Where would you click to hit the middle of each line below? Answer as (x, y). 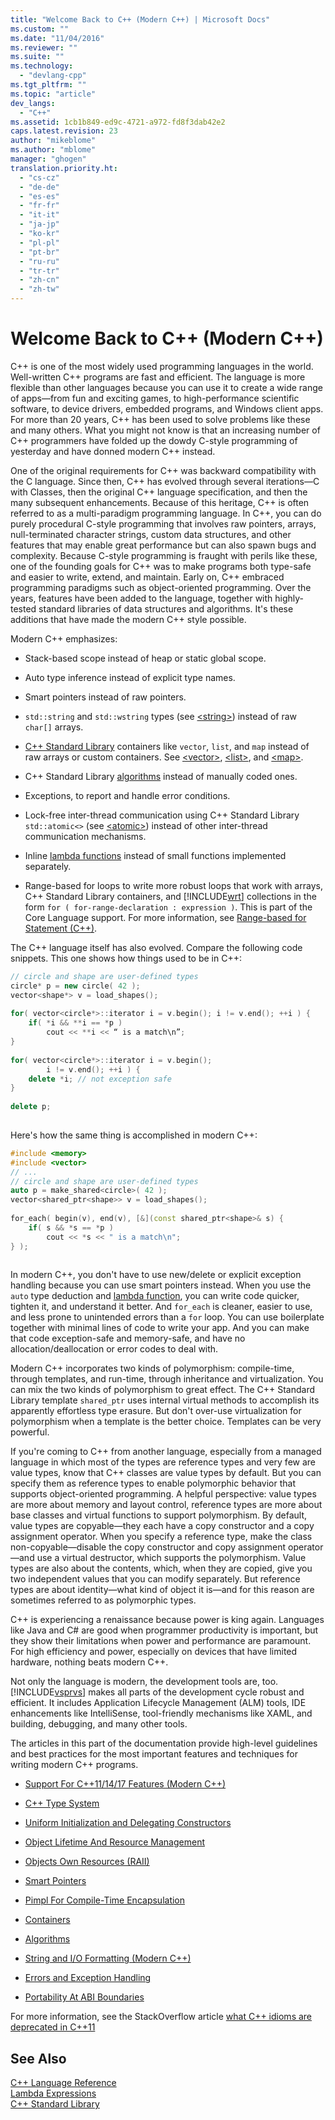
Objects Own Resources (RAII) (87, 1862)
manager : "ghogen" (48, 159)
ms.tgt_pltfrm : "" (48, 85)
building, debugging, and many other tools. (99, 1724)
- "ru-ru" (39, 261)
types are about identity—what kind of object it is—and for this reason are (162, 1590)
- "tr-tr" (39, 271)
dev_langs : (33, 103)
